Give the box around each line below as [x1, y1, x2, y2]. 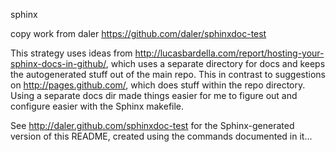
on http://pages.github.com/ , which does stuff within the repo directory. [10, 79, 306, 91]
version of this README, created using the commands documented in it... [10, 130, 313, 142]
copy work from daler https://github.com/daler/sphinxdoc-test [10, 28, 267, 39]
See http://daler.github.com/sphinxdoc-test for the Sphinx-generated [10, 120, 295, 131]
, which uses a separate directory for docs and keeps [105, 58, 326, 69]
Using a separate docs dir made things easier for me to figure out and [10, 90, 298, 101]
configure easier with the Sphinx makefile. [10, 100, 185, 112]
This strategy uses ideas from [10, 47, 133, 59]
